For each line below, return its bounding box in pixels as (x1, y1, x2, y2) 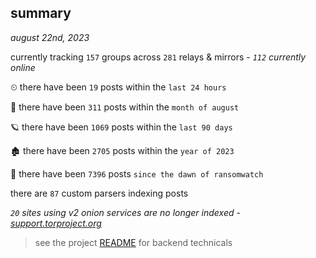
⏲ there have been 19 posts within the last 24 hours (10, 81, 227, 93)
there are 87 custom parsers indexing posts (10, 187, 189, 199)
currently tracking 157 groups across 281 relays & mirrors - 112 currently (10, 51, 307, 63)
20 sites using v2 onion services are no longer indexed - (10, 206, 241, 218)
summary (10, 5, 72, 22)
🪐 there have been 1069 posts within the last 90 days (10, 121, 233, 133)
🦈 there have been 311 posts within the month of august (10, 101, 240, 113)
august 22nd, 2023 (10, 31, 90, 43)
